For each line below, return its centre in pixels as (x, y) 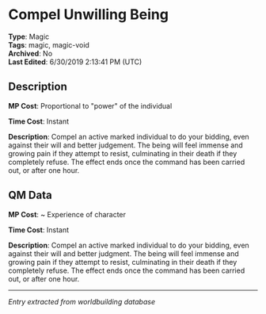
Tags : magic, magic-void (49, 44)
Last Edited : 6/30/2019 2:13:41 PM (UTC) (75, 62)
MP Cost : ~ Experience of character (67, 214)
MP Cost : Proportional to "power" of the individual (90, 105)
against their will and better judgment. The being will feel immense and (123, 253)
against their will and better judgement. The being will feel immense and (125, 145)
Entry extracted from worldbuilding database (82, 301)
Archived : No (30, 53)
